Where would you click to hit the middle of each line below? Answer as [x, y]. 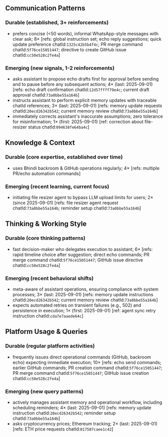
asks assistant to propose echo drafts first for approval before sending [86, 79]
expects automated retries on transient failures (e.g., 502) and [77, 305]
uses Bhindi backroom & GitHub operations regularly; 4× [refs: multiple [86, 168]
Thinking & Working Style [46, 224]
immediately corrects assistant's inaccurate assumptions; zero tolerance [88, 116]
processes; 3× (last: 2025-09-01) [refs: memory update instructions [83, 294]
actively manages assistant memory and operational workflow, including [87, 402]
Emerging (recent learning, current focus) [57, 187]
